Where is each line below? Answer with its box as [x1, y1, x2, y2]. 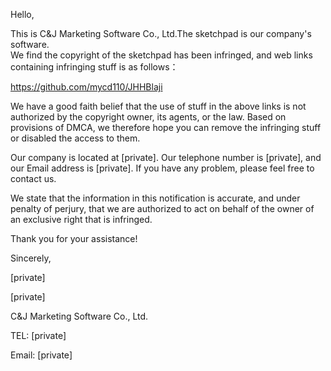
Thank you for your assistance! [10, 233, 138, 244]
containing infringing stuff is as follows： [10, 61, 179, 73]
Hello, [10, 9, 35, 20]
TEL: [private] [10, 330, 67, 341]
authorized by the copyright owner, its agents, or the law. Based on [10, 111, 287, 123]
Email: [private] [10, 349, 73, 361]
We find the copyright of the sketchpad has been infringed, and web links [10, 49, 313, 61]
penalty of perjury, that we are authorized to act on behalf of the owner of [10, 203, 315, 214]
